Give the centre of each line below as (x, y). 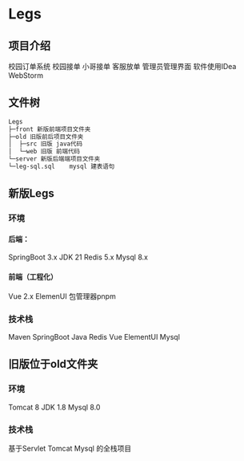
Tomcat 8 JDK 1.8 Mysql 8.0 (54, 407)
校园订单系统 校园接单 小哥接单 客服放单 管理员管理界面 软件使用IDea (122, 66)
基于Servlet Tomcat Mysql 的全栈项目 (70, 448)
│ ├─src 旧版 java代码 (45, 144)
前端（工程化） (33, 277)
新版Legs (31, 194)
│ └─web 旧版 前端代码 (44, 152)
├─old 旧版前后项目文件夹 (46, 137)
